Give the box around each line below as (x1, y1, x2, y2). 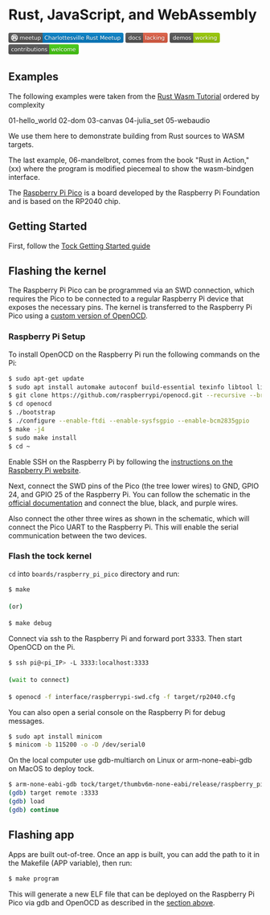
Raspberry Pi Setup (8, 331, 86, 342)
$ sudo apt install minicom (8, 733, 103, 741)
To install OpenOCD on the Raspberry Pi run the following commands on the (8, 349, 260, 359)
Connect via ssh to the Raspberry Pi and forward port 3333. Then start (8, 634, 243, 643)
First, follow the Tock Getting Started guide (8, 241, 151, 251)
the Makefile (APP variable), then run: (8, 858, 133, 868)
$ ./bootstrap (8, 408, 56, 417)
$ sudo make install (8, 434, 78, 442)
